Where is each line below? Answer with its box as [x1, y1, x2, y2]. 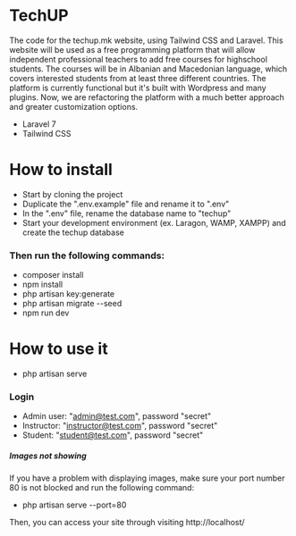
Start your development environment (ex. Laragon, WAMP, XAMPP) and [21, 217, 286, 228]
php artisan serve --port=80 [21, 499, 127, 510]
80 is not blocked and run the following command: [9, 482, 195, 493]
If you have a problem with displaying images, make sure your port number [9, 473, 285, 483]
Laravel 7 [21, 118, 56, 130]
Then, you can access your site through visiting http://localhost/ [9, 517, 245, 528]
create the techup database [21, 227, 125, 238]
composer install [21, 270, 84, 281]
